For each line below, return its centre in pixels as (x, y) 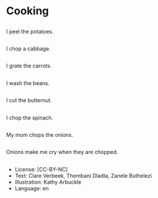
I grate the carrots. (29, 66)
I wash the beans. (28, 83)
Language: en (32, 188)
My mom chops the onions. (40, 134)
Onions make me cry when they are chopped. (62, 152)
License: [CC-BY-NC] (41, 169)
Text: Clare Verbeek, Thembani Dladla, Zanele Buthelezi (83, 175)
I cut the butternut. (29, 100)
